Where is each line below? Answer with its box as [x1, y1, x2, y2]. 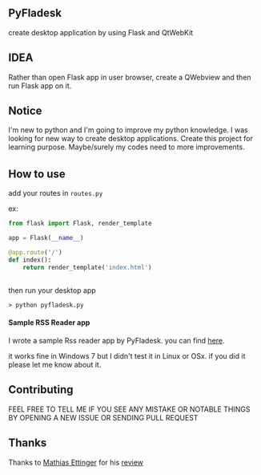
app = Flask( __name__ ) [8, 234, 84, 242]
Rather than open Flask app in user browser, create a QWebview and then [8, 72, 251, 82]
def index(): [8, 256, 52, 264]
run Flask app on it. [8, 80, 72, 91]
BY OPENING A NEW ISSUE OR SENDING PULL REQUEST [8, 412, 199, 422]
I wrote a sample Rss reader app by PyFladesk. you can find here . [8, 335, 226, 345]
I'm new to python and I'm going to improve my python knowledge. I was [8, 125, 248, 135]
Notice [8, 104, 42, 118]
